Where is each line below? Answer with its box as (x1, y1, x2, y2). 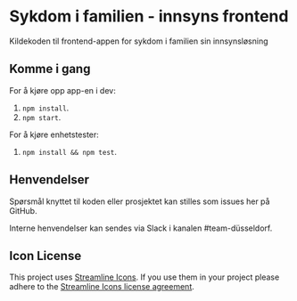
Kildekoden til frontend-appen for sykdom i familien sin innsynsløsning (9, 36, 269, 46)
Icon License (9, 248, 82, 264)
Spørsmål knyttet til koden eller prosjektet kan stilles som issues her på (9, 196, 270, 207)
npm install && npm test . (21, 146, 118, 157)
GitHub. (9, 205, 37, 216)
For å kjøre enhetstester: (9, 129, 100, 140)
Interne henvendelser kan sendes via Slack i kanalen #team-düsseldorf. (9, 223, 273, 233)
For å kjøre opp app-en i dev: (9, 85, 116, 95)
